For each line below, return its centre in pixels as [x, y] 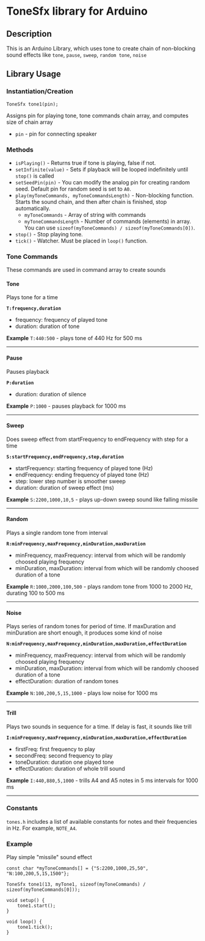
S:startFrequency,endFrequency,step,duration [65, 457]
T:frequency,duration [34, 309]
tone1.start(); [37, 906]
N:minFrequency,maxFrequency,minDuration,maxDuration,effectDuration [97, 644]
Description [29, 34]
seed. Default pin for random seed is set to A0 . [73, 189]
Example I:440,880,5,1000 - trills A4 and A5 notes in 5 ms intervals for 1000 [102, 780]
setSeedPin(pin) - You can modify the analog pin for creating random [103, 182]
